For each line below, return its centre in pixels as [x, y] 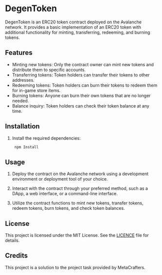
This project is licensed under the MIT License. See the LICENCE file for [77, 235]
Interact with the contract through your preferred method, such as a [80, 188]
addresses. [23, 80]
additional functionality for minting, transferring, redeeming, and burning [78, 32]
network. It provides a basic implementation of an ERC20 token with [73, 27]
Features [19, 53]
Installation [22, 126]
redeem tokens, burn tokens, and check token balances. [68, 208]
